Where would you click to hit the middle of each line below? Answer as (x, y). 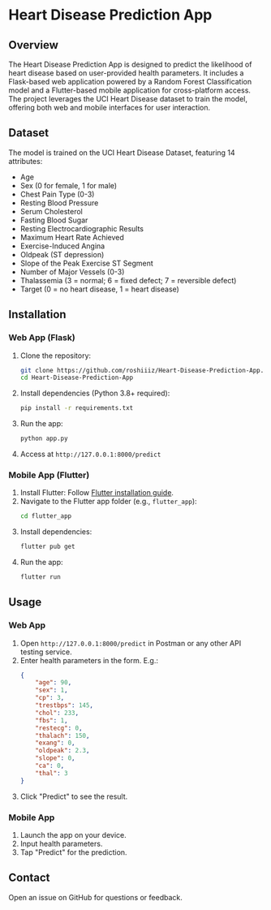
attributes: (26, 161)
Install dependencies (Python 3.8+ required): (95, 393)
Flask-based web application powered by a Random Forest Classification (130, 82)
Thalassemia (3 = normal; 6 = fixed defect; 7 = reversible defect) (128, 280)
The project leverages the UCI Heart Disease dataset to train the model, (128, 99)
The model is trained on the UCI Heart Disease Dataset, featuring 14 (122, 153)
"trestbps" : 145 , (65, 705)
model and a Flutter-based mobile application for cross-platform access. (130, 90)
